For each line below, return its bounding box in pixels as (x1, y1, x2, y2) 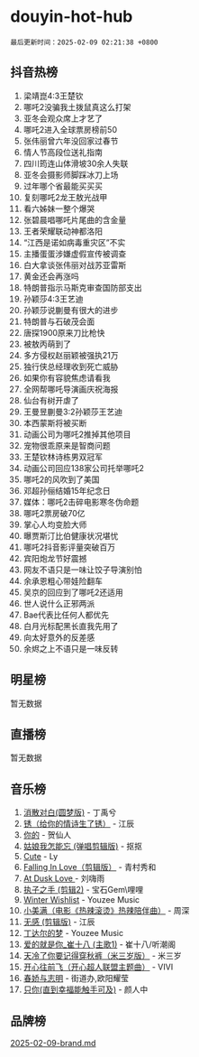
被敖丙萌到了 (23, 338, 71, 349)
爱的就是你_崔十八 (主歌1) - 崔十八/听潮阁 (23, 939, 176, 950)
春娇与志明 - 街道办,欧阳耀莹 (23, 973, 130, 984)
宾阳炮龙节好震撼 (23, 552, 87, 563)
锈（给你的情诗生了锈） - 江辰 (23, 819, 135, 830)
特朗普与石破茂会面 (23, 316, 95, 327)
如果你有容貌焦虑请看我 (23, 372, 111, 383)
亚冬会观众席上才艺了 (23, 113, 103, 124)
